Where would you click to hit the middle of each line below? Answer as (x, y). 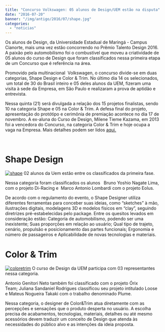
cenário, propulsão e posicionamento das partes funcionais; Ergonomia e (80, 229)
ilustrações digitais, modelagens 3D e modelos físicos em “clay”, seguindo (81, 208)
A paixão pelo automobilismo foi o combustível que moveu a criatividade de (82, 53)
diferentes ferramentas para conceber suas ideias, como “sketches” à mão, (82, 203)
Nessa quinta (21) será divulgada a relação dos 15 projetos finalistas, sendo (82, 104)
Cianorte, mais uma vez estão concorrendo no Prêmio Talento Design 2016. (82, 48)
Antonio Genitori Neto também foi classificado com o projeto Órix (72, 283)
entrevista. (16, 94)
